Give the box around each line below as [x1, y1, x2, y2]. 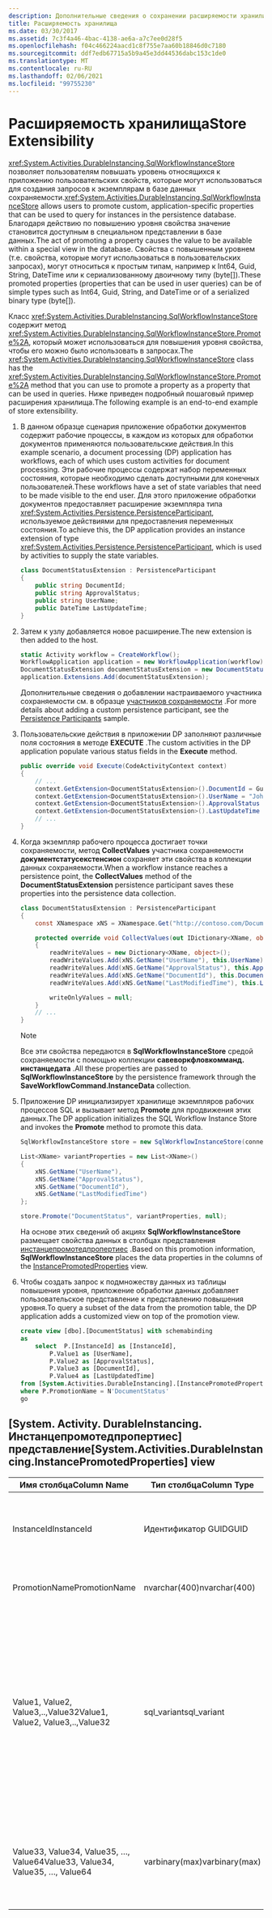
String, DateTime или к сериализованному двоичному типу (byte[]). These [8, 270, 261, 280]
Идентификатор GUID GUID [143, 1523, 249, 1534]
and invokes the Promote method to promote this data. [19, 1122, 204, 1132]
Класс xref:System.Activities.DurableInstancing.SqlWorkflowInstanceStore [8, 312, 258, 321]
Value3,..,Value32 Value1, [12, 1706, 108, 1717]
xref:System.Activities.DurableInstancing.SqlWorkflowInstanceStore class [8, 354, 254, 364]
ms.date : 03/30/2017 [8, 27, 79, 35]
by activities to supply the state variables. [19, 551, 159, 561]
